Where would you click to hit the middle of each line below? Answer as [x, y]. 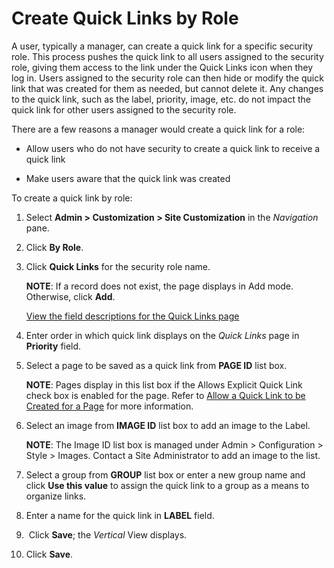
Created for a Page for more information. [109, 406]
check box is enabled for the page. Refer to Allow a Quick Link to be [165, 395]
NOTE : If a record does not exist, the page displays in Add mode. [159, 286]
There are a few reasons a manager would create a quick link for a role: [158, 129]
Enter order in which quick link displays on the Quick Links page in [162, 335]
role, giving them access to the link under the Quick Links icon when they [162, 67]
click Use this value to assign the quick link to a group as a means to [167, 485]
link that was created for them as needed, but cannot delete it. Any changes [167, 88]
